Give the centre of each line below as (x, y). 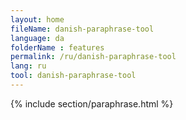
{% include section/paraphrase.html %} (92, 103)
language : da (37, 38)
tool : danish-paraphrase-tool (73, 76)
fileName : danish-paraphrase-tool (82, 29)
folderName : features (57, 47)
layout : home (37, 19)
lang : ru (28, 66)
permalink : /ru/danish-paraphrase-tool (93, 57)
